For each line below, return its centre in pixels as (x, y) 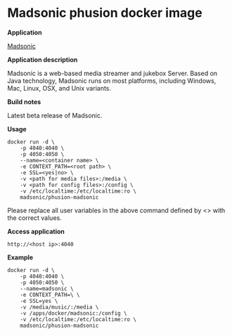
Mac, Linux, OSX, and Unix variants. (59, 88)
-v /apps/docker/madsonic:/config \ (74, 313)
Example (20, 257)
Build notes (24, 102)
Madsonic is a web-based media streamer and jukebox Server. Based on (112, 73)
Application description (43, 59)
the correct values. (34, 218)
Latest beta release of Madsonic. (55, 115)
